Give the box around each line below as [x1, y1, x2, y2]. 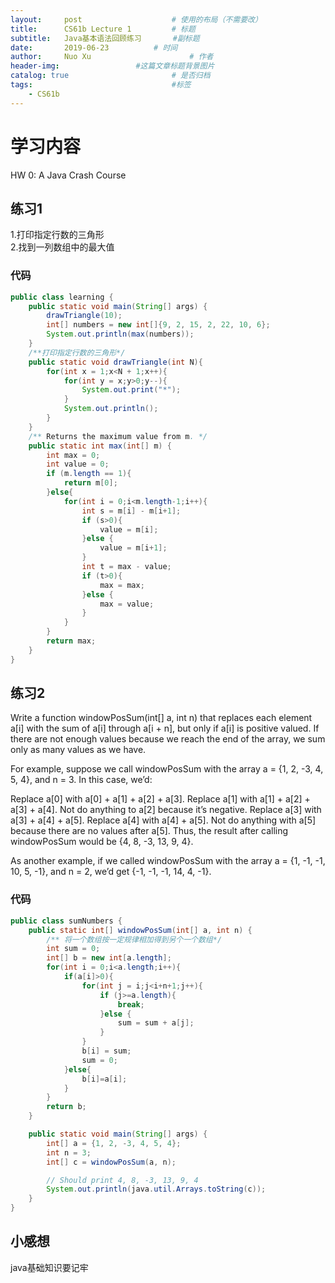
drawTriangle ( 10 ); [46, 311, 123, 321]
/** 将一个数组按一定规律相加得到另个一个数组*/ [46, 934, 223, 945]
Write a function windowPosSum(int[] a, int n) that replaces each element [10, 712, 313, 724]
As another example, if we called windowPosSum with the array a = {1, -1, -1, [10, 855, 326, 867]
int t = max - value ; [81, 562, 172, 572]
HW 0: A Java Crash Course [10, 169, 127, 181]
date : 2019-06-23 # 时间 [10, 42, 178, 53]
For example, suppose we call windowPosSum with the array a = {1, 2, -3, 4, [10, 763, 324, 775]
